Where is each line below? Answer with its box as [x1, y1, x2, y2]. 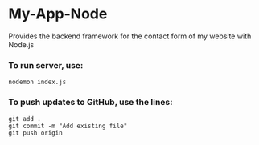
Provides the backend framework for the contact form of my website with [8, 31, 252, 41]
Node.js [8, 39, 35, 49]
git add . [8, 115, 42, 123]
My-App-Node [8, 5, 108, 23]
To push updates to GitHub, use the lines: [8, 97, 173, 108]
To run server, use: [8, 59, 84, 70]
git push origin [8, 129, 63, 137]
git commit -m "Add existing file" [8, 122, 128, 130]
